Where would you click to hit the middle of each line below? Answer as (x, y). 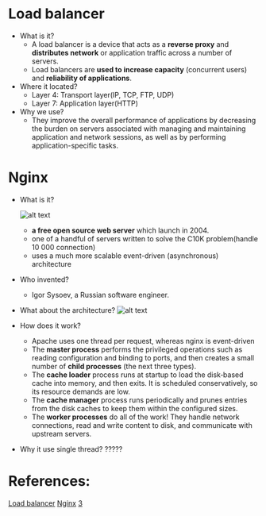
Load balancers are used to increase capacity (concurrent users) (139, 69)
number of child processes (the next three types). (114, 366)
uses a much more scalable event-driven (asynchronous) (125, 256)
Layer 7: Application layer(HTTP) (85, 103)
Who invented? (44, 279)
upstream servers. (62, 433)
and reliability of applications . (82, 78)
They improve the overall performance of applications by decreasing (144, 120)
